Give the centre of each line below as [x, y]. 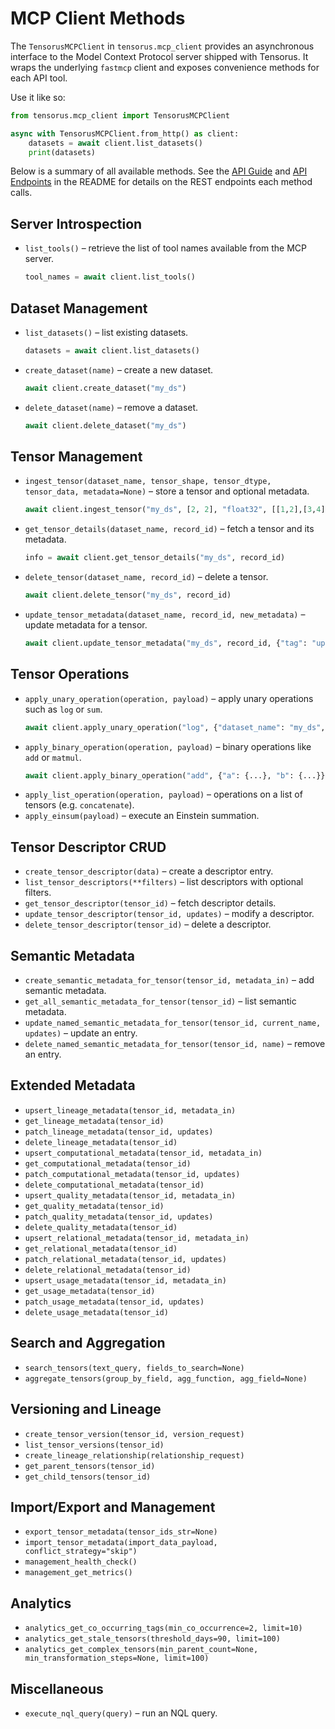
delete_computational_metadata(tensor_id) [114, 1185]
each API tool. [39, 78]
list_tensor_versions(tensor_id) [94, 1445]
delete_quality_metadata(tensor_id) [101, 1227]
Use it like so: [38, 97]
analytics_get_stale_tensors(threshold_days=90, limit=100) [152, 1639]
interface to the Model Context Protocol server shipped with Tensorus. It [159, 56]
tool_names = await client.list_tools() [110, 277]
